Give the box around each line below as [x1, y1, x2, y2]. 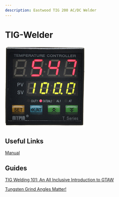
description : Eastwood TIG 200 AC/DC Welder [5, 8, 97, 13]
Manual [5, 150, 20, 156]
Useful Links [5, 137, 44, 145]
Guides [5, 164, 28, 172]
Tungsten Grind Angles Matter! [5, 186, 67, 192]
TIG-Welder [5, 29, 53, 40]
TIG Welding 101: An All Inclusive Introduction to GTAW [5, 177, 114, 183]
